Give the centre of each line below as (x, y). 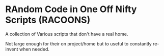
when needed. (35, 49)
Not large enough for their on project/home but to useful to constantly (78, 43)
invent (12, 49)
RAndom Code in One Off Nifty (71, 9)
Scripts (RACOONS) (48, 20)
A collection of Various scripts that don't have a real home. (67, 34)
